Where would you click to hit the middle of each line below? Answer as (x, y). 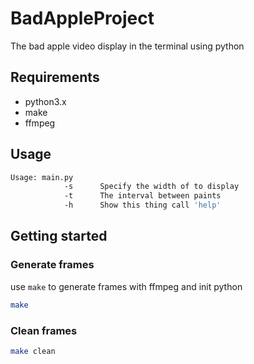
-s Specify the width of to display (151, 187)
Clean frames (44, 330)
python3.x (45, 101)
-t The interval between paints (142, 196)
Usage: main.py (42, 177)
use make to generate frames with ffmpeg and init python (126, 286)
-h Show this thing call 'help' (142, 205)
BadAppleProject (82, 18)
